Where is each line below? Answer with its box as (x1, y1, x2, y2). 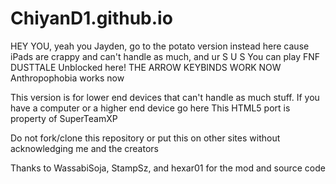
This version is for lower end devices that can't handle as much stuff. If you (10, 91, 320, 103)
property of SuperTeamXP (10, 112, 118, 124)
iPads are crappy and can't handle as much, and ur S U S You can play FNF (10, 50, 321, 62)
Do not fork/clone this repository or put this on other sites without (10, 132, 281, 144)
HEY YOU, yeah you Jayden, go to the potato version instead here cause (10, 40, 310, 52)
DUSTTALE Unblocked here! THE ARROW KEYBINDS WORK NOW (10, 61, 282, 73)
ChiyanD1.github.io (10, 7, 173, 30)
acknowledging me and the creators (10, 142, 159, 154)
